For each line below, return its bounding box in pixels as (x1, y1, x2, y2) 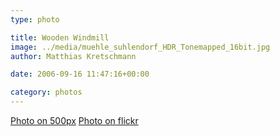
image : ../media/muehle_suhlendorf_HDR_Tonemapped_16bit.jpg (10, 42, 271, 52)
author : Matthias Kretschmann (10, 51, 137, 61)
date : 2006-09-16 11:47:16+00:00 (10, 69, 150, 80)
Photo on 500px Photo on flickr (10, 115, 139, 126)
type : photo (10, 14, 60, 25)
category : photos (10, 87, 83, 98)
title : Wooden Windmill (10, 32, 110, 43)
